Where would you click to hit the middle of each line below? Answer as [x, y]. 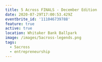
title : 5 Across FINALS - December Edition [51, 10]
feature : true [20, 24]
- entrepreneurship [30, 51]
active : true [19, 28]
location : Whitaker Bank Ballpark [41, 33]
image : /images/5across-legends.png [43, 38]
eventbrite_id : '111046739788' [38, 19]
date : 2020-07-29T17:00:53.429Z [39, 14]
